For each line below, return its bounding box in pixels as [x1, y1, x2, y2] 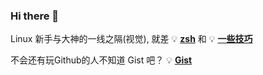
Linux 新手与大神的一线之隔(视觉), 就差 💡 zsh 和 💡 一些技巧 [10, 33, 253, 45]
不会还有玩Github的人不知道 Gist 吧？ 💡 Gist [10, 54, 193, 66]
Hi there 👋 [10, 9, 60, 23]
